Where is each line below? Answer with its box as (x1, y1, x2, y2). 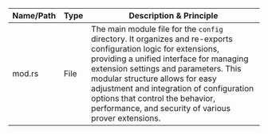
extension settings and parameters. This (91, 63, 242, 74)
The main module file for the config (91, 24, 223, 34)
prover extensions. (91, 113, 161, 124)
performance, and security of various (91, 103, 231, 113)
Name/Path (12, 10, 57, 21)
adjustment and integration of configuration (91, 83, 254, 94)
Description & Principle (128, 10, 219, 21)
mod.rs (12, 68, 39, 78)
